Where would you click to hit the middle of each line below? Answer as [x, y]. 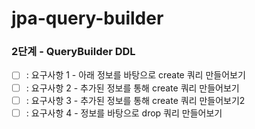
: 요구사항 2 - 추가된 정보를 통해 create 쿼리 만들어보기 [132, 88]
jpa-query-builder [87, 18]
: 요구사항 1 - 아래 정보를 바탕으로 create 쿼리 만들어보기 [135, 75]
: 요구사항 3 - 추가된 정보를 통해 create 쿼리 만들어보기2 [135, 100]
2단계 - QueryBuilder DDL [73, 52]
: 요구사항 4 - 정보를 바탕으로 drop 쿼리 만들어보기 [124, 113]
